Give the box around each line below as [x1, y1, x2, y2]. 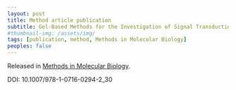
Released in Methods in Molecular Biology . [7, 62, 131, 70]
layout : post [7, 10, 46, 17]
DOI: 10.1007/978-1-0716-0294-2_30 [7, 75, 113, 84]
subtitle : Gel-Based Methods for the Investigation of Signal [7, 23, 193, 30]
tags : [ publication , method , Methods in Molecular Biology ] [7, 36, 188, 43]
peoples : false [7, 43, 52, 50]
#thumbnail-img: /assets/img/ [7, 29, 96, 37]
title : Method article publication [7, 17, 112, 24]
